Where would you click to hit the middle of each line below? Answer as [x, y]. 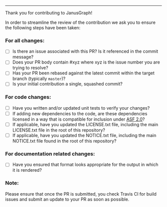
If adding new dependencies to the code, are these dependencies [80, 113]
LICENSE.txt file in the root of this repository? [59, 130]
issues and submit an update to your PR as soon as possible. [67, 199]
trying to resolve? [30, 68]
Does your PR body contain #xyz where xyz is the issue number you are [86, 62]
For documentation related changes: [50, 154]
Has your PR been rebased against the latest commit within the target [83, 73]
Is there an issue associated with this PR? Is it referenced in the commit [85, 51]
